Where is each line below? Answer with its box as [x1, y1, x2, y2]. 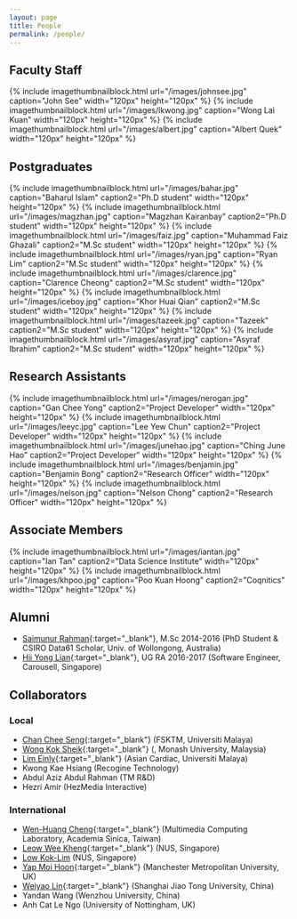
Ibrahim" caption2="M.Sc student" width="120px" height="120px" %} [9, 343, 265, 354]
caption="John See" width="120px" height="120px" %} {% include [9, 95, 253, 107]
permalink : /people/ [9, 29, 86, 38]
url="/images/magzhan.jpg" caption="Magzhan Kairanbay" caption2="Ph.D [9, 211, 287, 222]
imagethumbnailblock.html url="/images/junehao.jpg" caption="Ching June [9, 439, 286, 450]
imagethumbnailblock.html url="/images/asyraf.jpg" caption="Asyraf [9, 335, 261, 344]
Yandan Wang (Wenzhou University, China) [21, 891, 181, 901]
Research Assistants [9, 369, 126, 384]
